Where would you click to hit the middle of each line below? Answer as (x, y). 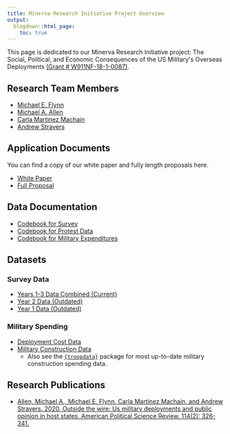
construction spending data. (67, 363)
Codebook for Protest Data (55, 231)
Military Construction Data (54, 349)
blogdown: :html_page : (44, 26)
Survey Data (28, 279)
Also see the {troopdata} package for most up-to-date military (116, 356)
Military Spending (37, 327)
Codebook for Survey (47, 223)
